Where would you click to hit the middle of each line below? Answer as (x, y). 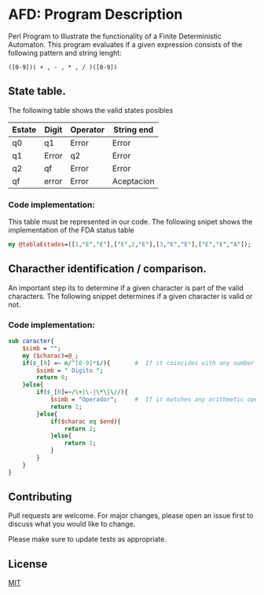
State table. (37, 91)
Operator (87, 130)
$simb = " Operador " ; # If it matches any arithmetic (147, 400)
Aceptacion (133, 181)
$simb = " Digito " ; (70, 371)
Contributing (40, 497)
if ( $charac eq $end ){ (86, 422)
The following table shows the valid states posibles (91, 110)
